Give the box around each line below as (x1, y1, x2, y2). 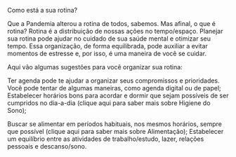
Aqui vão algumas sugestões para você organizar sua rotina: (7, 63, 183, 71)
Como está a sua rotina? (7, 6, 78, 14)
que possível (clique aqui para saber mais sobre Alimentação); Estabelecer (7, 128, 224, 135)
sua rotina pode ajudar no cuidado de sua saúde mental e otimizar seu (7, 34, 211, 43)
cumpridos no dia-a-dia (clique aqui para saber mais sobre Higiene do (7, 99, 211, 107)
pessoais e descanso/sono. (7, 142, 87, 150)
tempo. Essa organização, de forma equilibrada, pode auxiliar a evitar (7, 42, 209, 50)
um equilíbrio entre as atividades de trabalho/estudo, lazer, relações (7, 135, 204, 143)
